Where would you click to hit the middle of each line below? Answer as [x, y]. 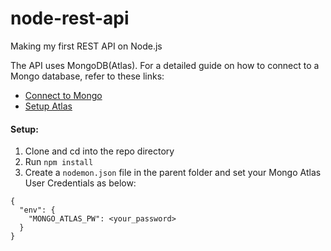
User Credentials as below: [80, 183]
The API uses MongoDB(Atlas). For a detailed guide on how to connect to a [165, 65]
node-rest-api [70, 18]
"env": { [37, 210]
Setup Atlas [48, 106]
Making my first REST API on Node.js [86, 46]
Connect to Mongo [63, 95]
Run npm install [59, 162]
